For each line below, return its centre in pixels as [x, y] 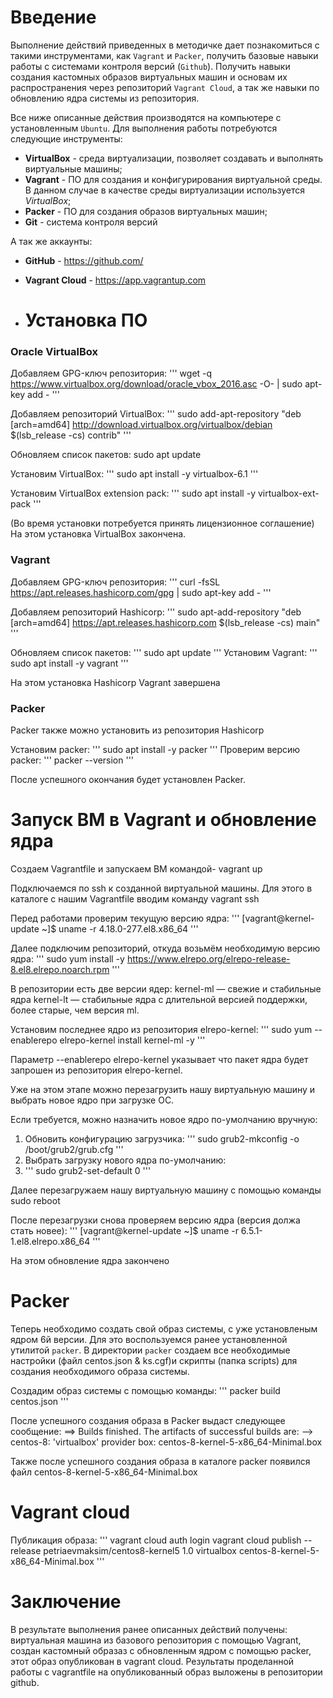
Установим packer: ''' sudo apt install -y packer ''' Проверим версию [155, 750]
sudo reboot [35, 1200]
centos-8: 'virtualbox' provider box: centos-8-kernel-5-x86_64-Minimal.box [166, 1442]
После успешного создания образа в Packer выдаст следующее [148, 1420]
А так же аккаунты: [51, 241]
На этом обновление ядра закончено [90, 1260]
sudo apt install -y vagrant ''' [69, 663]
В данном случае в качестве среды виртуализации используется [164, 190]
